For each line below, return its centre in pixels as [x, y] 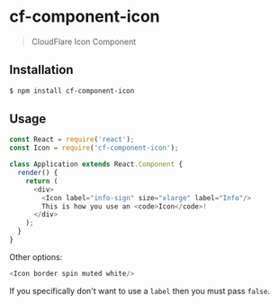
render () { [38, 173]
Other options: [36, 257]
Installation [41, 70]
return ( [42, 181]
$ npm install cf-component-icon [72, 91]
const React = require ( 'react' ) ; [72, 140]
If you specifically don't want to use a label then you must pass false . [139, 291]
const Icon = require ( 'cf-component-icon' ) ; [94, 148]
